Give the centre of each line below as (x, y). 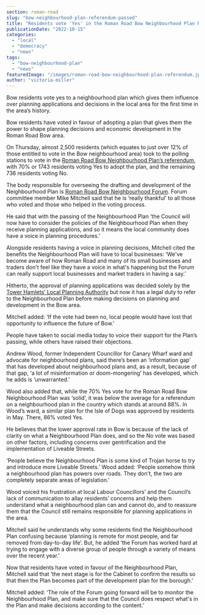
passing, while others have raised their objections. (70, 342)
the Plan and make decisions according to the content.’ (75, 605)
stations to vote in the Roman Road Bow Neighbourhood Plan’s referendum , (101, 160)
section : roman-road (33, 12)
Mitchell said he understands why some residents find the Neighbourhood (99, 530)
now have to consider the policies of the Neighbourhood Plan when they (97, 223)
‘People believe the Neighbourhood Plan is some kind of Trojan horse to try (101, 461)
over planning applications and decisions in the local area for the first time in (102, 104)
